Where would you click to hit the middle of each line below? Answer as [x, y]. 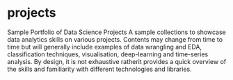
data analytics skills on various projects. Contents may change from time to [115, 39]
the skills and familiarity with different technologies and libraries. [100, 69]
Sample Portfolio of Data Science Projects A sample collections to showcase [116, 32]
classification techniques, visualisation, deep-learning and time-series [108, 54]
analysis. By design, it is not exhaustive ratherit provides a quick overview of [117, 61]
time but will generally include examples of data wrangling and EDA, [105, 47]
